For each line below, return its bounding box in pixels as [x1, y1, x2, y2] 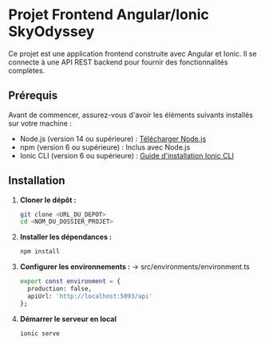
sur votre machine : [8, 118, 72, 128]
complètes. [8, 65, 45, 75]
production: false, [27, 285, 92, 293]
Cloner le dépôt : [19, 195, 77, 205]
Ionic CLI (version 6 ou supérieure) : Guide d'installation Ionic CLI [19, 150, 234, 160]
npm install [19, 248, 60, 256]
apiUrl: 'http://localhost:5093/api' [27, 292, 153, 300]
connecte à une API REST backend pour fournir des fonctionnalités [8, 57, 228, 67]
